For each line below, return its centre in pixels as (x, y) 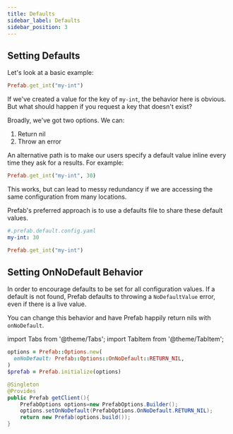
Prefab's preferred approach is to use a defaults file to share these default (115, 210)
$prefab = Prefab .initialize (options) (64, 372)
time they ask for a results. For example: (66, 163)
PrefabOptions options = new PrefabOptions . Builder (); (99, 404)
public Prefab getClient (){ (49, 398)
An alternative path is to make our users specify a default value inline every (117, 156)
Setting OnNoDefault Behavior (75, 272)
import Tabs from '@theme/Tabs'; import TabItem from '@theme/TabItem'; (116, 339)
